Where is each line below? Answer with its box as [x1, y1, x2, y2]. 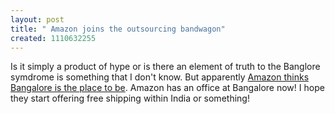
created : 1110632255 [10, 33, 97, 43]
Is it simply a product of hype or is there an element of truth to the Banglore [10, 61, 321, 73]
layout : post [10, 14, 65, 25]
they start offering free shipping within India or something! [10, 92, 250, 105]
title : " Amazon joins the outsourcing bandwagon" [10, 24, 226, 34]
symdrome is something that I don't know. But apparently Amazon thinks [10, 71, 310, 83]
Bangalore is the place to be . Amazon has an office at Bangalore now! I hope [10, 82, 325, 94]
